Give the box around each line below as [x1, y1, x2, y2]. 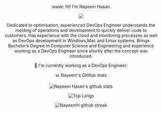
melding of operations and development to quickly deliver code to [15, 28, 147, 33]
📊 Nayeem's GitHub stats [55, 72, 107, 78]
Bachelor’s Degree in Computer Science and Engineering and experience [8, 43, 154, 48]
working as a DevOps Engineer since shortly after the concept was [14, 48, 148, 54]
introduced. [69, 53, 93, 59]
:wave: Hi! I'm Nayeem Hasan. [51, 4, 111, 9]
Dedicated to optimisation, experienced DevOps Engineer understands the [6, 22, 156, 28]
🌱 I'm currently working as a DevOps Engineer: [34, 63, 128, 68]
